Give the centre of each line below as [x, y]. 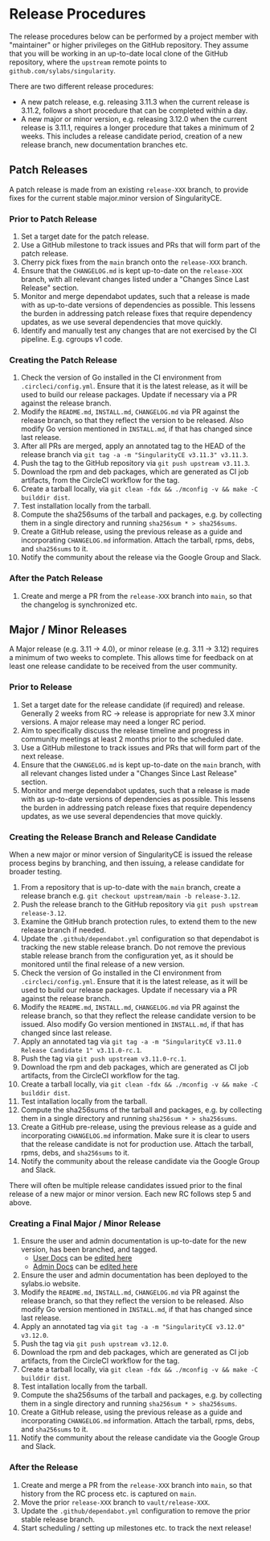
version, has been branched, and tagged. [89, 1249]
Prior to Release [41, 687]
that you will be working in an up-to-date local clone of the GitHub [119, 53]
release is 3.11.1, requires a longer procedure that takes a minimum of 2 [138, 127]
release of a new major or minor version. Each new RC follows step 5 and [130, 1194]
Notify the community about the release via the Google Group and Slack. [141, 558]
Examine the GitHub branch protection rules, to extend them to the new [139, 922]
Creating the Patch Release [63, 359]
